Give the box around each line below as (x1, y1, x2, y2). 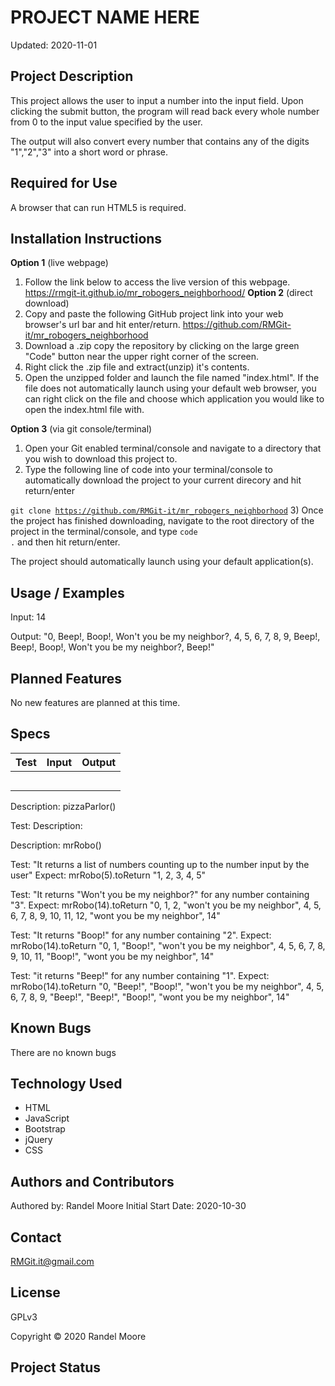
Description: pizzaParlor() (10, 800, 117, 812)
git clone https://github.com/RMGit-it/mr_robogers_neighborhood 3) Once (10, 504, 324, 516)
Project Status (10, 1359, 102, 1376)
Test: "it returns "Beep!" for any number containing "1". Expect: (10, 969, 270, 981)
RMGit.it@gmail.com (10, 1256, 95, 1268)
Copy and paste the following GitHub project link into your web (24, 308, 284, 320)
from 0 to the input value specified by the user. (10, 116, 203, 128)
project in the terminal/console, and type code (10, 526, 198, 538)
